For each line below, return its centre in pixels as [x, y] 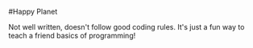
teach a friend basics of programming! [72, 36]
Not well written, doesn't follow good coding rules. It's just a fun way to [126, 27]
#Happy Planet [33, 12]
